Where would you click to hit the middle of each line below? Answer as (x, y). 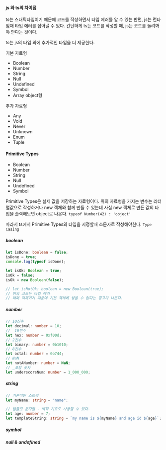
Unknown (23, 132)
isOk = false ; (20, 275)
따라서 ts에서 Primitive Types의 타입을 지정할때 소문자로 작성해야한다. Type (79, 224)
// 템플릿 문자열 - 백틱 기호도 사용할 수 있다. (48, 409)
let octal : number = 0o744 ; (35, 354)
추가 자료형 (16, 106)
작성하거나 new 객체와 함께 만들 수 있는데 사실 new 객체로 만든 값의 (88, 208)
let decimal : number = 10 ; (34, 326)
